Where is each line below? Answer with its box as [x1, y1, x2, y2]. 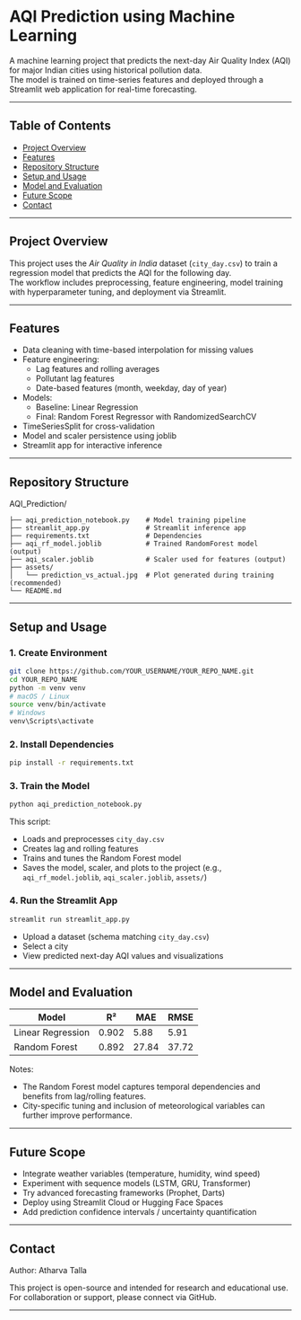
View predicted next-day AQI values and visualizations [21, 950, 224, 961]
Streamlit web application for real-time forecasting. [9, 84, 197, 94]
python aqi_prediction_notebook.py [9, 800, 142, 810]
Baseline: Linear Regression [35, 402, 139, 412]
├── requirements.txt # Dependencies [9, 532, 202, 541]
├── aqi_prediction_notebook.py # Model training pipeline [9, 516, 246, 525]
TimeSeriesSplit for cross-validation [21, 421, 155, 432]
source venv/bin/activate [9, 700, 106, 709]
